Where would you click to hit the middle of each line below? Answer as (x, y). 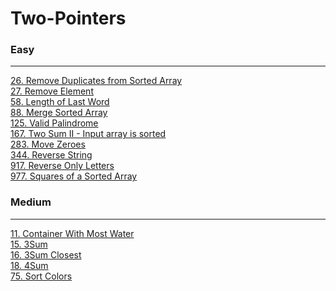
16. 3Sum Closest (46, 254)
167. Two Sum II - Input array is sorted (88, 134)
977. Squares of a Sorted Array (74, 176)
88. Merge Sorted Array (59, 113)
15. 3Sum (29, 244)
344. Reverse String (51, 155)
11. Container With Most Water (72, 233)
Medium (31, 202)
